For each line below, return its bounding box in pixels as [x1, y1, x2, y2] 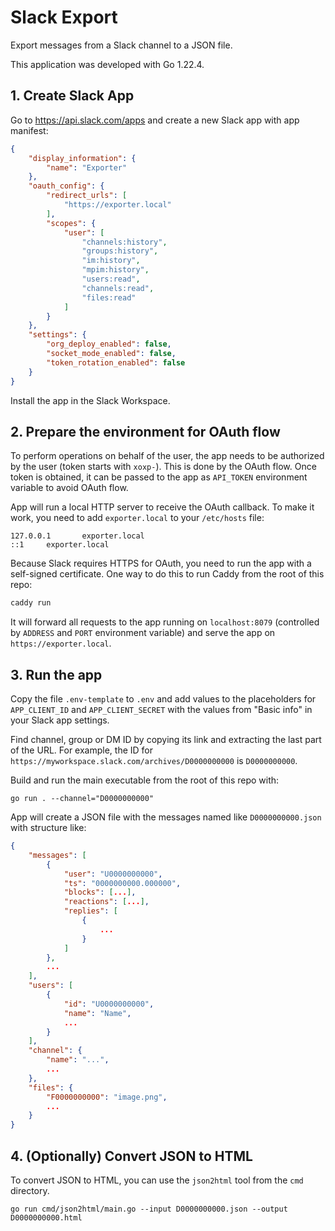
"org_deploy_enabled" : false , [46, 339, 172, 350]
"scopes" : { [46, 218, 97, 228]
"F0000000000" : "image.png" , [46, 1092, 168, 1102]
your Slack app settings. [10, 714, 110, 726]
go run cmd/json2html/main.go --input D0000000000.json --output [10, 1204, 288, 1214]
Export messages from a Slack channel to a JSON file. [10, 39, 233, 51]
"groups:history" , [81, 246, 159, 256]
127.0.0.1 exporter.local [10, 531, 145, 541]
